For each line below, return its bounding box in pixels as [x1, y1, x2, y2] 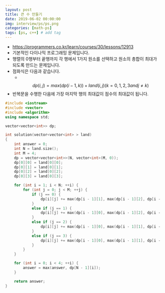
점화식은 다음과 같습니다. [12, 68, 60, 74]
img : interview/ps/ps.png [5, 21, 58, 26]
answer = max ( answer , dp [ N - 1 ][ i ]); [23, 265, 101, 270]
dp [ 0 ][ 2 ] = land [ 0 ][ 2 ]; [14, 169, 63, 174]
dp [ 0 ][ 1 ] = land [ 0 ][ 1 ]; [14, 164, 63, 170]
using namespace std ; [5, 114, 50, 119]
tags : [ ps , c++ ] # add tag [5, 30, 61, 35]
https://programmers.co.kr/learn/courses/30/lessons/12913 [12, 44, 134, 49]
